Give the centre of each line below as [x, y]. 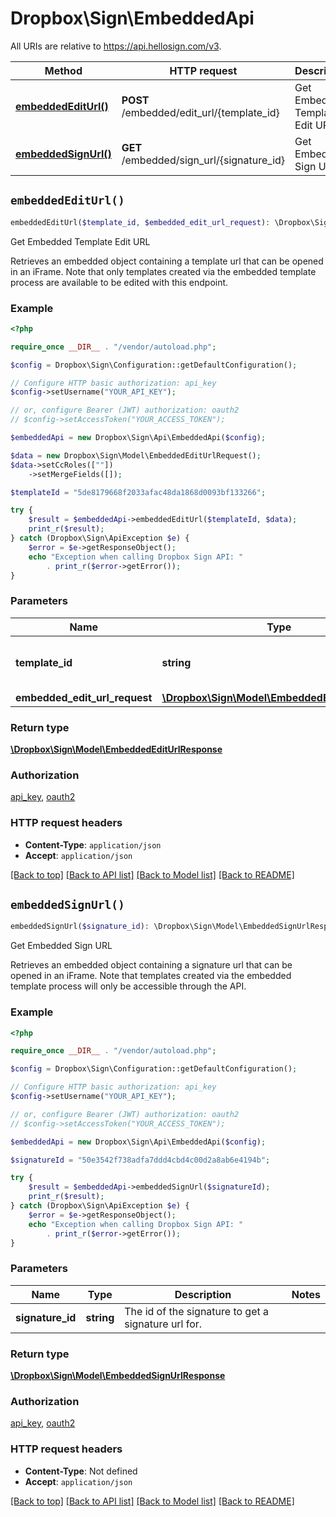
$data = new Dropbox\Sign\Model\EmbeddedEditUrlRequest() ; [136, 455]
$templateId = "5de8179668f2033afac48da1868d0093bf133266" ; [138, 492]
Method [63, 70]
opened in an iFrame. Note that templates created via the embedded [151, 976]
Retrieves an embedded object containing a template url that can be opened [167, 261]
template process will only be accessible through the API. [128, 986]
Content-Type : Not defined [81, 1471]
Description [203, 1294]
